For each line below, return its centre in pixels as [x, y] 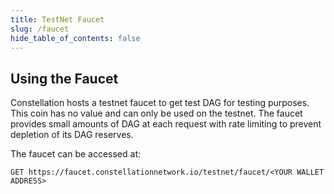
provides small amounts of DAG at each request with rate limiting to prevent [166, 124]
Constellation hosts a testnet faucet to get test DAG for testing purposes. [160, 103]
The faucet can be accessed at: [76, 154]
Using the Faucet [64, 78]
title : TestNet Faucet [57, 19]
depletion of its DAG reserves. [72, 135]
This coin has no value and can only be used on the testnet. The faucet [156, 113]
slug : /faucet [40, 29]
